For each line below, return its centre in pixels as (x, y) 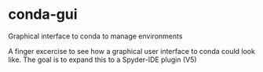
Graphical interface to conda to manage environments (95, 36)
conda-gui (43, 14)
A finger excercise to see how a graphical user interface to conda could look (131, 51)
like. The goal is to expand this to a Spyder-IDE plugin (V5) (103, 59)
